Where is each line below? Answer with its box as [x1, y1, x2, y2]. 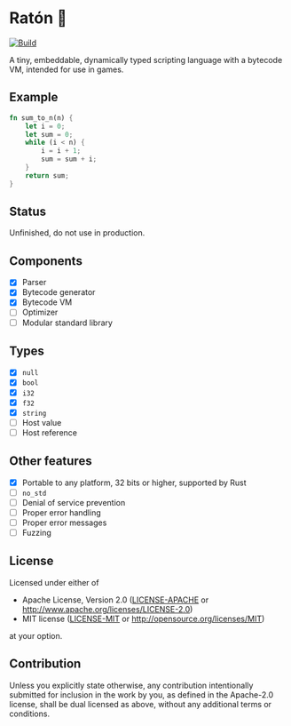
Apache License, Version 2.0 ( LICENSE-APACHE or [21, 594, 209, 605]
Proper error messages [21, 517, 107, 528]
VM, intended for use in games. [9, 64, 124, 75]
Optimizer [21, 307, 59, 318]
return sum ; [25, 171, 69, 180]
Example [9, 90, 59, 105]
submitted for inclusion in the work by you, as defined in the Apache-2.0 [9, 689, 273, 700]
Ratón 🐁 [9, 8, 68, 28]
